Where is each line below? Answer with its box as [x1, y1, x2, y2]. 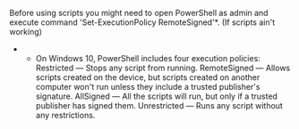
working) [9, 27, 43, 36]
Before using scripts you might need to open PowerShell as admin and [9, 8, 269, 18]
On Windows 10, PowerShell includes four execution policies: [35, 53, 261, 63]
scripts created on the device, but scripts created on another [35, 72, 261, 83]
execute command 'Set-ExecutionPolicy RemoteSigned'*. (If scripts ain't [9, 17, 276, 28]
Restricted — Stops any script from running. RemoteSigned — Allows [35, 62, 291, 73]
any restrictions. [35, 110, 96, 120]
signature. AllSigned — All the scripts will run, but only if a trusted [35, 91, 278, 101]
